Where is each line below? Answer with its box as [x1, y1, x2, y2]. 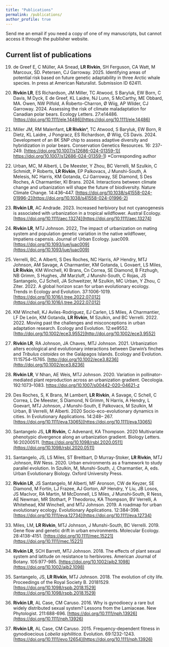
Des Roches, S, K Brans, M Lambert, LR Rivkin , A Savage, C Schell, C [13, 392, 157, 398]
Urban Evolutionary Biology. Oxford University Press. [13, 470, 123, 477]
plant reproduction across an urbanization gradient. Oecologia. [34, 377, 164, 383]
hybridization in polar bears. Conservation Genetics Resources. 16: [13, 142, 151, 149]
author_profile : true [6, 17, 51, 22]
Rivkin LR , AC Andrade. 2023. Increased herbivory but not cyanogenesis [13, 205, 164, 211]
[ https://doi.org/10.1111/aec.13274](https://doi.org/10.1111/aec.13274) [13, 215, 152, 222]
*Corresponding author [107, 153, 156, 159]
